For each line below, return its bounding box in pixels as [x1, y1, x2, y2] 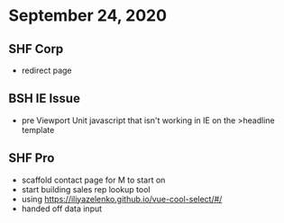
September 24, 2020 [8, 5, 168, 26]
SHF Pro [8, 150, 55, 166]
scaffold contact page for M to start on [21, 174, 166, 185]
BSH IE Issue [8, 91, 80, 106]
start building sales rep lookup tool [21, 183, 151, 194]
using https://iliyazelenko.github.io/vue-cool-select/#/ [21, 193, 223, 204]
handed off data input [21, 203, 103, 214]
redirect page [21, 65, 72, 76]
